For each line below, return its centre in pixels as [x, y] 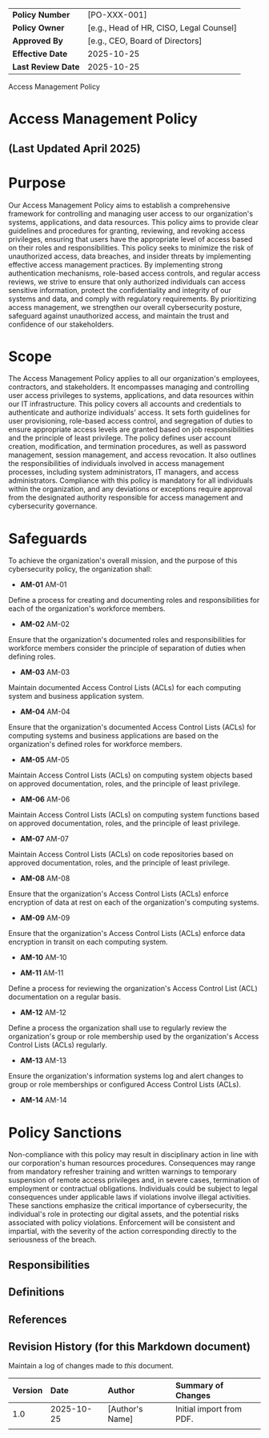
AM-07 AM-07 [44, 839]
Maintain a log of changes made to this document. [91, 1366]
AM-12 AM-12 [43, 1013]
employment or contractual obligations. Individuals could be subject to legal [133, 1189]
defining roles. [32, 657]
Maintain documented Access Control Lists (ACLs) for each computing [125, 688]
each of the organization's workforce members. [87, 609]
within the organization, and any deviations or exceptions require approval [130, 489]
